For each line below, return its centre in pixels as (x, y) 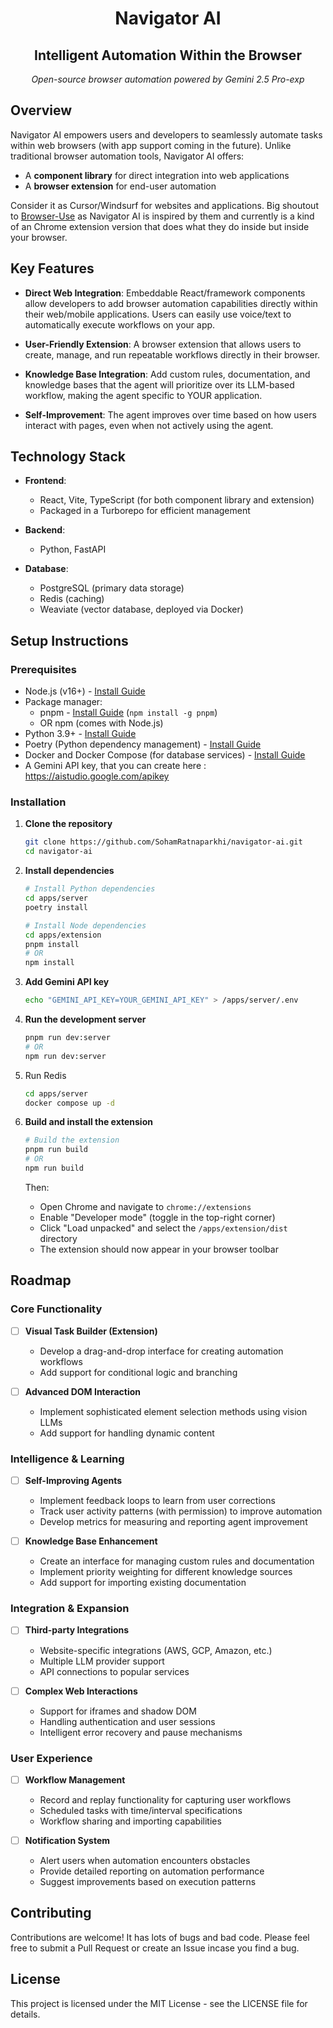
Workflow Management (75, 1779)
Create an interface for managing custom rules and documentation (177, 1561)
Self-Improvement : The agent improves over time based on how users (170, 414)
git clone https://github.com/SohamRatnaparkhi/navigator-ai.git (163, 842)
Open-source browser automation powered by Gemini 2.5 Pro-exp (168, 79)
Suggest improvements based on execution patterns (148, 1881)
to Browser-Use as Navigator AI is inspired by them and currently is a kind (162, 216)
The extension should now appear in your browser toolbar (159, 1249)
